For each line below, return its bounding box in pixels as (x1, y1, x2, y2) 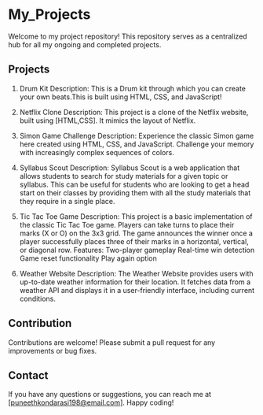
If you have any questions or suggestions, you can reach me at (8, 390, 212, 399)
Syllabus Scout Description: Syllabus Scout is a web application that (19, 163, 240, 172)
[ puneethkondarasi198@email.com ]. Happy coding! (8, 398, 174, 407)
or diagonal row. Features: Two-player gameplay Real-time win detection (19, 245, 255, 254)
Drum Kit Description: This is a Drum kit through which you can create (19, 83, 246, 93)
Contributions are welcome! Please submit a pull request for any (8, 337, 216, 347)
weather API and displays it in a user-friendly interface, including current (19, 285, 255, 295)
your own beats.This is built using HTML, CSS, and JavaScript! (19, 92, 222, 102)
